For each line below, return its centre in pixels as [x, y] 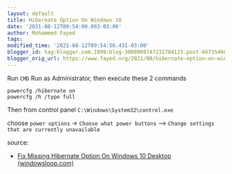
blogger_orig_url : [33, 59]
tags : [15, 39]
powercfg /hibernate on [41, 90]
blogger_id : [24, 52]
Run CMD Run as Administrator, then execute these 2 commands [97, 78]
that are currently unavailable [54, 129]
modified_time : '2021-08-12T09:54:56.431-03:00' [78, 46]
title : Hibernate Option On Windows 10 [65, 20]
